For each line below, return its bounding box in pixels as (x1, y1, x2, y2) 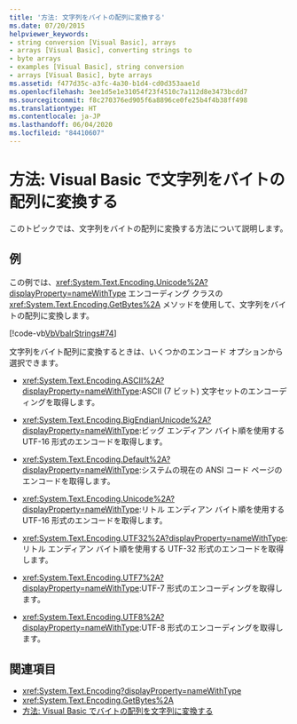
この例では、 (9, 276, 56, 287)
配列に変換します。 (24, 310, 95, 321)
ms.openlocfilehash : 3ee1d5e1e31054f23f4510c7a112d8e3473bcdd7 (9, 87, 248, 96)
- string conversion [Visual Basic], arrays (9, 37, 176, 47)
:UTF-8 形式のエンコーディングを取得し (138, 622, 284, 633)
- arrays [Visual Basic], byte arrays (9, 71, 152, 80)
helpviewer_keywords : (9, 29, 90, 38)
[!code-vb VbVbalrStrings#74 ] (9, 328, 117, 338)
